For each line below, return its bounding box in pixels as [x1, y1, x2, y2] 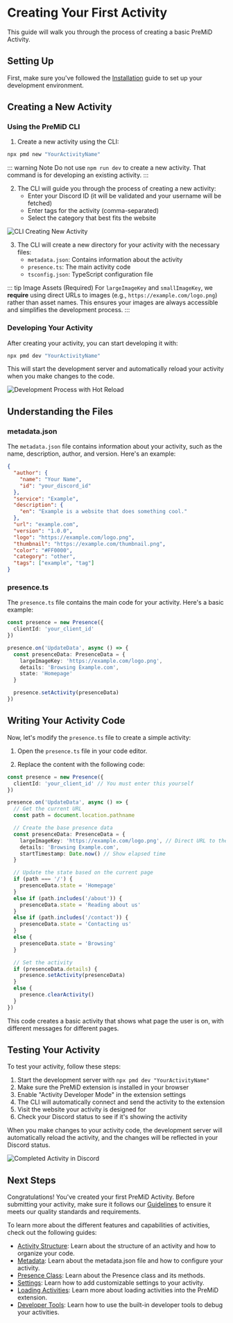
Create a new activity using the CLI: [17, 137, 119, 146]
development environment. [7, 81, 85, 89]
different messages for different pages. [7, 1024, 119, 1032]
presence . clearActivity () [19, 992, 95, 998]
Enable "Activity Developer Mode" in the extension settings [17, 1091, 186, 1099]
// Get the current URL [13, 806, 82, 813]
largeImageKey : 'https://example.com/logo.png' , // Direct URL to [19, 837, 216, 844]
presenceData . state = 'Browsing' [19, 940, 116, 947]
